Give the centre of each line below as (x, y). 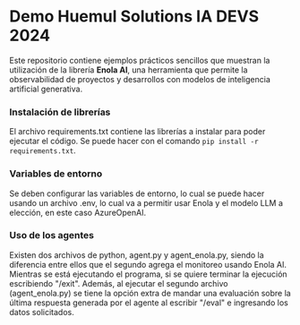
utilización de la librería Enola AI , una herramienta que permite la (129, 70)
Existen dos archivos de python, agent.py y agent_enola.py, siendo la (137, 255)
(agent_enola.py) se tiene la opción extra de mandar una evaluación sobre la (150, 293)
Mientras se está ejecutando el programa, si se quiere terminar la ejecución (149, 274)
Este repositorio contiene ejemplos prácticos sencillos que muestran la (140, 60)
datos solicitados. (42, 312)
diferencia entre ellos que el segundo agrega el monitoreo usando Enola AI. (148, 264)
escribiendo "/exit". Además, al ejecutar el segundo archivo (119, 283)
